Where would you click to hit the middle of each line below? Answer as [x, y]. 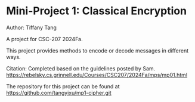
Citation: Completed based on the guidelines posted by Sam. [81, 68]
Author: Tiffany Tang [31, 27]
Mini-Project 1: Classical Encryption [96, 11]
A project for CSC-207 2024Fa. [44, 39]
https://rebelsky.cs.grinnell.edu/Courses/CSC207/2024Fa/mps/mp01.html [97, 75]
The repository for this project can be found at [63, 86]
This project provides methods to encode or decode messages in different [97, 50]
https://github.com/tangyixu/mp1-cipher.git [59, 92]
